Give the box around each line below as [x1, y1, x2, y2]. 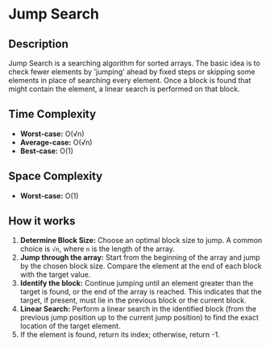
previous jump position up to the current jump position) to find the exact [19, 312, 260, 323]
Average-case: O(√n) [19, 137, 93, 147]
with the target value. [19, 270, 91, 279]
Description [8, 37, 69, 51]
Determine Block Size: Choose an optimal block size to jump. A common [19, 236, 263, 245]
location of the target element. [19, 321, 121, 331]
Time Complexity [8, 107, 97, 121]
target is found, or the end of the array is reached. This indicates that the [19, 287, 262, 297]
